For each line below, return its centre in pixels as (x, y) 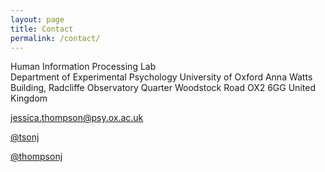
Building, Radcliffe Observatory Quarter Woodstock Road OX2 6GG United (163, 88)
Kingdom (29, 98)
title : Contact (42, 29)
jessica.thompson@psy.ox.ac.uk (77, 118)
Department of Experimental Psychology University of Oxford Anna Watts (161, 77)
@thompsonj (36, 157)
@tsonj (25, 137)
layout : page (37, 19)
